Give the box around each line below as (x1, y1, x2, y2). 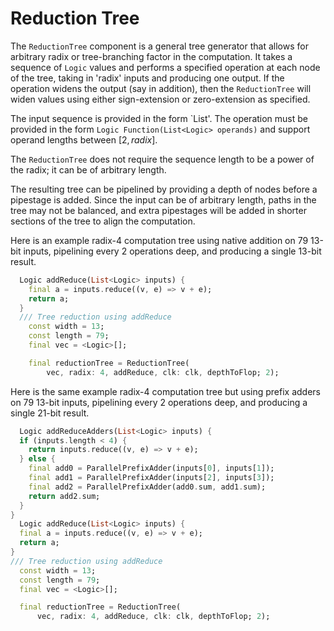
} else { (19, 454, 56, 464)
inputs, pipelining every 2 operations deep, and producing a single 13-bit (23, 245, 322, 257)
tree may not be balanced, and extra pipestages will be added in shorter (10, 204, 307, 216)
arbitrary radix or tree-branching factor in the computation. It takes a (10, 50, 293, 62)
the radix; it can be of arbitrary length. (10, 163, 167, 176)
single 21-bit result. (10, 407, 90, 419)
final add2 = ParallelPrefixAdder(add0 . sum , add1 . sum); (28, 482, 267, 492)
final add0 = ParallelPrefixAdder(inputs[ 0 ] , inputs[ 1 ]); (28, 463, 275, 474)
